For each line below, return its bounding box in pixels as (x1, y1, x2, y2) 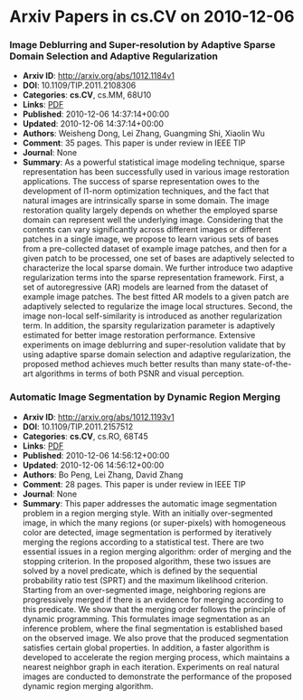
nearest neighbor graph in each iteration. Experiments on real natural (22, 661, 280, 672)
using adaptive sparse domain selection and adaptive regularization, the (22, 349, 291, 360)
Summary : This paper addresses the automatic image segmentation (22, 497, 278, 508)
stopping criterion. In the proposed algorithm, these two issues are (22, 555, 271, 566)
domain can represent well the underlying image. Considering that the (22, 214, 283, 225)
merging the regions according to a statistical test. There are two (22, 536, 264, 547)
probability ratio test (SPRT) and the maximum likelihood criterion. (22, 574, 269, 585)
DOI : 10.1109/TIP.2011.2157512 (22, 421, 134, 431)
